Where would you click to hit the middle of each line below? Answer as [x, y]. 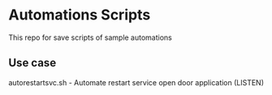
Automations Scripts [80, 15]
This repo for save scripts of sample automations [90, 37]
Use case [32, 63]
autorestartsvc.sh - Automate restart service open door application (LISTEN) [136, 82]
